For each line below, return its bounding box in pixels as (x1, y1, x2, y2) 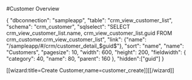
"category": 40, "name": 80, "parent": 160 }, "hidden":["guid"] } (6, 55, 165, 62)
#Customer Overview (6, 5, 59, 12)
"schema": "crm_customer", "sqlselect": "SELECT (6, 23, 130, 30)
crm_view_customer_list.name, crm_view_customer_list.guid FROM (6, 29, 173, 37)
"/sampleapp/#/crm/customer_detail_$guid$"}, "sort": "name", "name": (6, 42, 184, 49)
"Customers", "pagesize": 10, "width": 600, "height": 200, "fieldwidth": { (6, 49, 187, 56)
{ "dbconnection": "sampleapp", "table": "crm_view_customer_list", (6, 17, 173, 23)
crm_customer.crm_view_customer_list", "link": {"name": (6, 36, 147, 43)
